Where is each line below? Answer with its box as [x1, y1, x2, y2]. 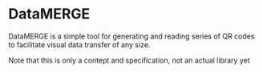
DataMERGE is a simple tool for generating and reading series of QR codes [8, 31, 255, 41]
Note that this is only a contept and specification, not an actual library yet [8, 55, 250, 65]
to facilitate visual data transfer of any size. [8, 39, 151, 49]
